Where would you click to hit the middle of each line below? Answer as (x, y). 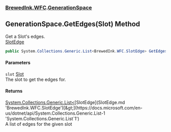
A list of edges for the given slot (39, 124)
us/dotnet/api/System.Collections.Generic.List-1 (55, 113)
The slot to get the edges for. (36, 79)
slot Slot (15, 74)
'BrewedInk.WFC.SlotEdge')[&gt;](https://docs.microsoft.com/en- (74, 108)
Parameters (18, 63)
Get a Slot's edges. (25, 36)
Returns (14, 91)
